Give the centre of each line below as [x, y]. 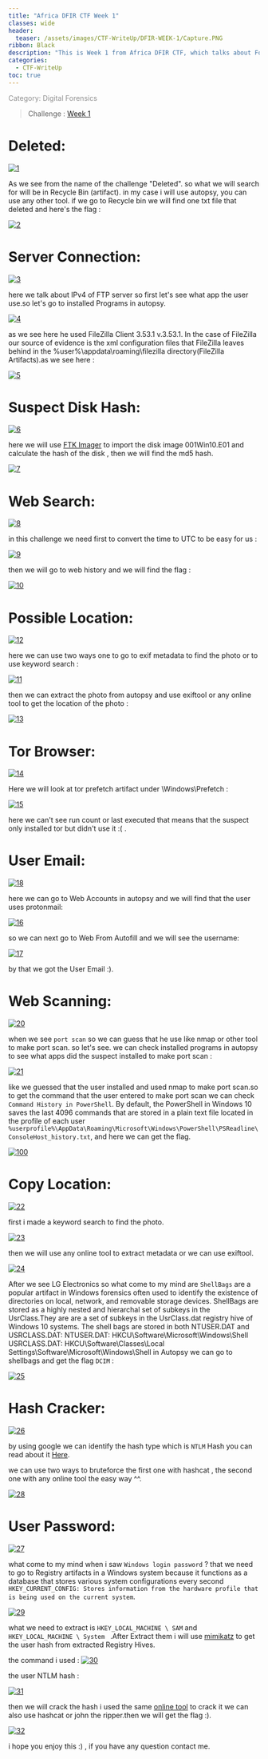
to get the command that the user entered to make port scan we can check [132, 1096]
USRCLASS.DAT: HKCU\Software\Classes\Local [87, 1344]
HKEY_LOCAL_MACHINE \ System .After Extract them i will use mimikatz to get [132, 1636]
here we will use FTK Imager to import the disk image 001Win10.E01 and [126, 445]
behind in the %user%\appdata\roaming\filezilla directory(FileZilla [116, 351]
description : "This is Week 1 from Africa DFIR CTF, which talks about [130, 53]
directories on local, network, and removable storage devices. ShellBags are [134, 1301]
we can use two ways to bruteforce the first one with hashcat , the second [130, 1470]
